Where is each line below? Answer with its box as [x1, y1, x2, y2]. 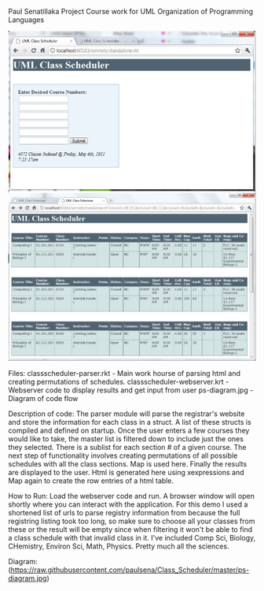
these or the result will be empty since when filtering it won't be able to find [8, 525, 253, 534]
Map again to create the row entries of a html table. [8, 476, 174, 485]
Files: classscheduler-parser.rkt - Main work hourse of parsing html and [8, 369, 241, 378]
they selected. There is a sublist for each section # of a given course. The [8, 443, 247, 452]
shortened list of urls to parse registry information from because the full [8, 508, 240, 518]
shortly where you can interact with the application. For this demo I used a [8, 500, 248, 509]
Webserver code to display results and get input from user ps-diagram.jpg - [8, 385, 254, 395]
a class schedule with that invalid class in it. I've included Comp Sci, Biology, [8, 533, 256, 543]
